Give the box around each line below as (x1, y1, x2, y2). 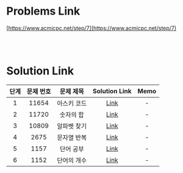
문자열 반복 (57, 133, 87, 141)
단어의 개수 (57, 156, 87, 164)
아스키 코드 (57, 99, 87, 107)
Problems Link (6, 4, 81, 18)
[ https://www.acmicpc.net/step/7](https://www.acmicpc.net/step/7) (6, 24, 177, 32)
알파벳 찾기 (57, 122, 87, 130)
